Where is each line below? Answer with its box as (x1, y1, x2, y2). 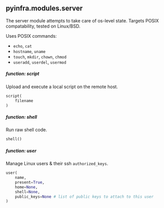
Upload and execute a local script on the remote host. (6, 84, 118, 90)
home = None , (15, 185, 38, 190)
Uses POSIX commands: (6, 33, 57, 39)
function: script (6, 71, 40, 77)
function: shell (6, 114, 38, 120)
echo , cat (13, 43, 32, 49)
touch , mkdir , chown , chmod (13, 54, 67, 60)
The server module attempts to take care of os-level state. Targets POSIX (6, 17, 159, 23)
